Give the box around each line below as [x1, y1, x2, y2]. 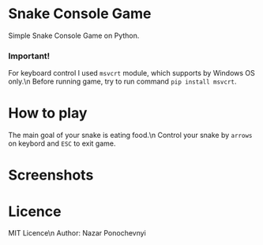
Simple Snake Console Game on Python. [8, 31, 140, 40]
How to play [8, 104, 88, 122]
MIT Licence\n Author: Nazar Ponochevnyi [8, 228, 146, 238]
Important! [8, 50, 51, 61]
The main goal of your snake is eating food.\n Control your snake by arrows [8, 131, 253, 140]
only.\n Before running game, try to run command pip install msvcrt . [8, 76, 237, 87]
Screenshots [8, 166, 94, 184]
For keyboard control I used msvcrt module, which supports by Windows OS [8, 69, 255, 78]
